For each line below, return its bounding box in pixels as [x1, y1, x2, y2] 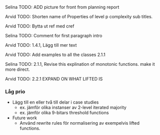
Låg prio [5, 88, 26, 95]
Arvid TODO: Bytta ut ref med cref [5, 23, 75, 29]
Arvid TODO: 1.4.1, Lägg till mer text [5, 42, 77, 48]
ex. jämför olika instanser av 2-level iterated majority [19, 105, 127, 110]
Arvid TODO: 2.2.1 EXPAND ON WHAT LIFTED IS [5, 76, 103, 81]
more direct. [5, 66, 30, 72]
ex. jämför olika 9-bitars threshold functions [19, 110, 109, 116]
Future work [12, 115, 37, 121]
